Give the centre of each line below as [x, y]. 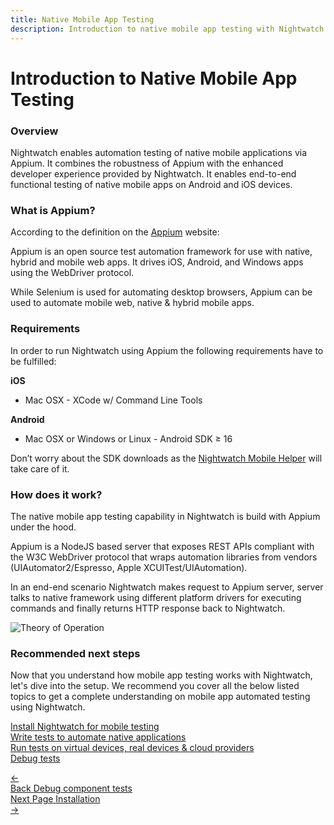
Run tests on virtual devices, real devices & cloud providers [132, 748]
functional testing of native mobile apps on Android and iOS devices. [151, 184]
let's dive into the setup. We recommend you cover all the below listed [155, 686]
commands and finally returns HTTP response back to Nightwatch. [148, 608]
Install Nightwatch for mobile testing [85, 727]
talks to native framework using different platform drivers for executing [156, 597]
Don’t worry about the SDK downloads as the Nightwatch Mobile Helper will [166, 458]
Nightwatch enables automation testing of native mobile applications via [159, 152]
